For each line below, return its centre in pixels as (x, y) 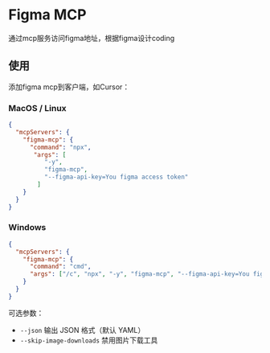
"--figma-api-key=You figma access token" (116, 177)
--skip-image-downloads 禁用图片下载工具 (89, 340)
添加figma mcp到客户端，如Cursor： (69, 87)
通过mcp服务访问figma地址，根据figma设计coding (92, 38)
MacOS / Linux (37, 108)
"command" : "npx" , (60, 147)
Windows (27, 228)
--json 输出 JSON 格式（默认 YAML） (82, 330)
